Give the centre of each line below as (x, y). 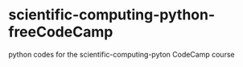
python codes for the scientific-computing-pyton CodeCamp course (121, 54)
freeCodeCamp (61, 32)
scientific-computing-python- (112, 15)
